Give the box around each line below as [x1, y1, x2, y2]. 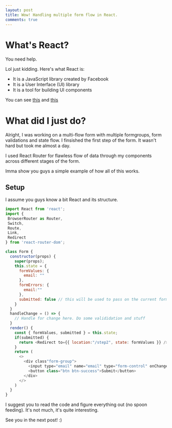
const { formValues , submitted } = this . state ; [14, 330, 118, 335]
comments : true [5, 17, 38, 22]
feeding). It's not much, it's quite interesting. [5, 407, 99, 413]
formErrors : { [18, 283, 50, 288]
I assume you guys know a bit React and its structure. [5, 197, 118, 203]
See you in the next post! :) [5, 417, 62, 423]
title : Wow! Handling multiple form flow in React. [5, 12, 118, 17]
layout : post [5, 7, 33, 13]
